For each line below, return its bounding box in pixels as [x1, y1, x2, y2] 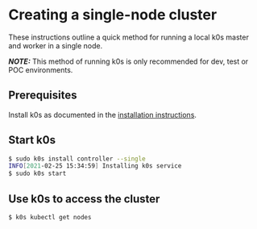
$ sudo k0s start [8, 169, 67, 178]
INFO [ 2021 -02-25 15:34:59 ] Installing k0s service [8, 162, 182, 170]
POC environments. [8, 65, 73, 74]
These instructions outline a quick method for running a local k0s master [8, 32, 250, 42]
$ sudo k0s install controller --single [8, 155, 147, 163]
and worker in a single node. [8, 40, 103, 50]
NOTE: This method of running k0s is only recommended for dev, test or [8, 56, 249, 66]
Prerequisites [8, 89, 77, 102]
